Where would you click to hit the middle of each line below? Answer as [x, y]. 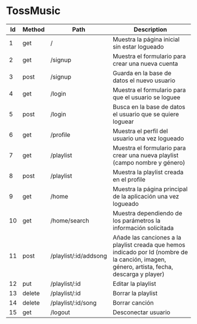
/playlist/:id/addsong [79, 255]
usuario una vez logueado [149, 138]
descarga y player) [139, 274]
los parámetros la [137, 220]
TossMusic [33, 11]
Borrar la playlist [135, 293]
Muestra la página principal [150, 189]
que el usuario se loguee [147, 97]
